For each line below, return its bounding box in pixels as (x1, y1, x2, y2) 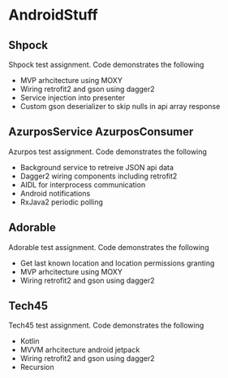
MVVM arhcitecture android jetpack (19, 345, 140, 355)
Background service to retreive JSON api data (19, 162, 174, 172)
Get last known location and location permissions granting (19, 258, 215, 268)
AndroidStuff (8, 6, 99, 24)
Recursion (19, 363, 54, 372)
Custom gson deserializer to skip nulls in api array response (19, 102, 221, 111)
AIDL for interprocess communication (19, 179, 146, 189)
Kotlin (19, 336, 40, 346)
